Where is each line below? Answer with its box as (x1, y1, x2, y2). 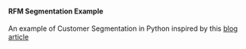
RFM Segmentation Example (8, 6, 104, 16)
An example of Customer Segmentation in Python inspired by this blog (8, 24, 238, 33)
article (8, 32, 29, 42)
